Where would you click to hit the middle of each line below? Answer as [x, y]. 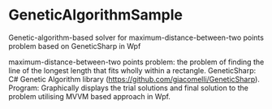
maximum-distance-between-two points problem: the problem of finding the [136, 62]
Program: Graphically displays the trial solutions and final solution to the [129, 88]
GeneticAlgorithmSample [96, 15]
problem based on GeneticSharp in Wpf [75, 46]
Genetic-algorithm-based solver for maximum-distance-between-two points [136, 37]
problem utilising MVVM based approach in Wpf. [89, 96]
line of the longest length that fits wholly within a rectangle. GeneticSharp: [132, 70]
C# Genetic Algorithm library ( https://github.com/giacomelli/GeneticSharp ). [134, 79]
